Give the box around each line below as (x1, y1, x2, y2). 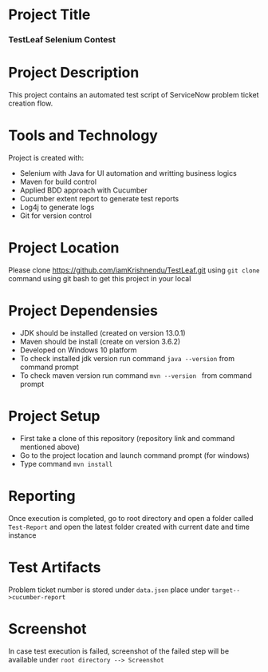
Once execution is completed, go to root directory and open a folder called (8, 513, 254, 523)
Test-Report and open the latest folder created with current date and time (8, 522, 250, 531)
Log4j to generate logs (19, 202, 95, 212)
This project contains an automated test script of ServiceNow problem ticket (8, 90, 259, 100)
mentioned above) (19, 442, 81, 451)
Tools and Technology (8, 126, 158, 145)
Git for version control (19, 210, 93, 221)
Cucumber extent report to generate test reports (19, 193, 179, 203)
